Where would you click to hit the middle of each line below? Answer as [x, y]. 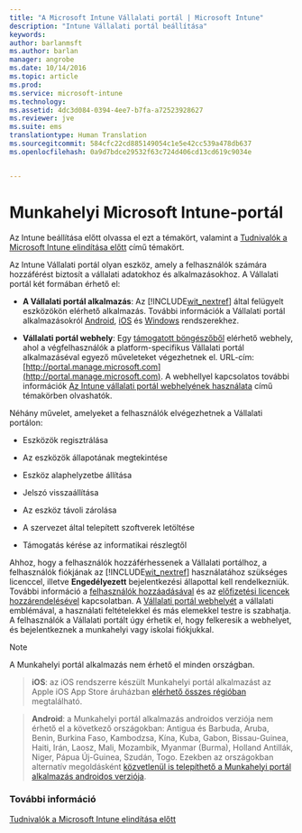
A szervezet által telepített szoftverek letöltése [109, 527]
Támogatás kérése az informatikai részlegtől [105, 545]
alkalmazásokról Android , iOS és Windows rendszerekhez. [131, 320]
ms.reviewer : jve [42, 118]
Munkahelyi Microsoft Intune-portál [146, 212]
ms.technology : [38, 102]
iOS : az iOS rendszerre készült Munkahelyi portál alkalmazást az [151, 681]
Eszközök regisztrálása [65, 440]
